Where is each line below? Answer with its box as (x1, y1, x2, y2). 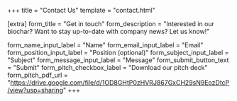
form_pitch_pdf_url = (7, 71, 69, 79)
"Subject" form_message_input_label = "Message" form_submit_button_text (7, 56, 229, 64)
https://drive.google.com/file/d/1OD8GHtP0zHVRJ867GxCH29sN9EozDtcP (10, 78, 230, 87)
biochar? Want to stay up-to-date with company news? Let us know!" (7, 28, 210, 35)
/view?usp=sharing (7, 86, 64, 94)
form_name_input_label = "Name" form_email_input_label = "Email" (7, 41, 204, 49)
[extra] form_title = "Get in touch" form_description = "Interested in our (7, 20, 215, 28)
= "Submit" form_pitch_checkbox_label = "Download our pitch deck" (7, 64, 208, 71)
